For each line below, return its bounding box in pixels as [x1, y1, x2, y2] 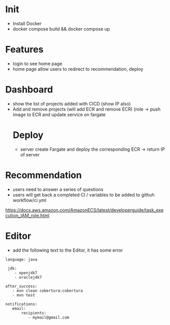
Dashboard [5, 84, 53, 95]
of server [20, 151, 40, 157]
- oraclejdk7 [14, 275, 42, 280]
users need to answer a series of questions [12, 186, 103, 192]
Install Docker [12, 20, 42, 26]
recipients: [21, 310, 47, 315]
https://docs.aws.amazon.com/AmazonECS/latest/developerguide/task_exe [5, 207, 164, 213]
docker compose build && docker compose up [12, 25, 110, 32]
